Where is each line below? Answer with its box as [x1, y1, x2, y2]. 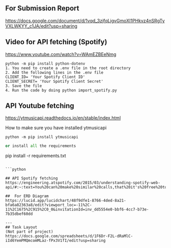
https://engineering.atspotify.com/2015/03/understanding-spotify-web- [5, 180, 160, 185]
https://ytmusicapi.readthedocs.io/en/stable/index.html [5, 115, 121, 121]
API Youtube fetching [5, 102, 75, 110]
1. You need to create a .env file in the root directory [5, 66, 131, 71]
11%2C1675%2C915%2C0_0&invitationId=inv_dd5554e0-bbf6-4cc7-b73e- [5, 207, 149, 212]
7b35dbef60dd [5, 211, 33, 216]
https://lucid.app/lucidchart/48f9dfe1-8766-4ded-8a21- [5, 198, 126, 203]
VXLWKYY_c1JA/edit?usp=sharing [5, 23, 78, 29]
